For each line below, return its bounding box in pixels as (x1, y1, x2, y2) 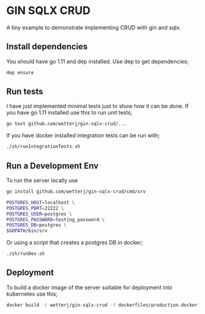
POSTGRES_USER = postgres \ (6, 211, 72, 217)
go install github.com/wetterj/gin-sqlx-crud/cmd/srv (6, 188, 146, 194)
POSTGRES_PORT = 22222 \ (6, 205, 64, 211)
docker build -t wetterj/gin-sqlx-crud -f (6, 302, 116, 308)
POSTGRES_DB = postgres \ (6, 222, 67, 229)
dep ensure (6, 70, 34, 76)
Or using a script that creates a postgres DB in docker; (6, 239, 143, 246)
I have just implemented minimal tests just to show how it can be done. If (6, 102, 189, 110)
